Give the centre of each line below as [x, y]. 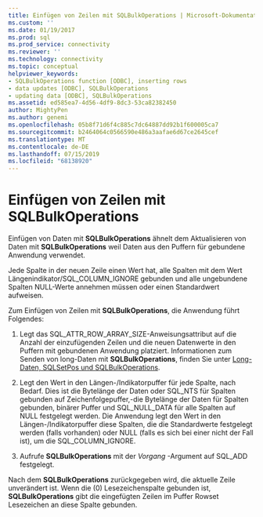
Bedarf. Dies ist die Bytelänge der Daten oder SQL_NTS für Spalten [128, 391]
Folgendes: [26, 319]
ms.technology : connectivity [56, 60]
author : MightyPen [38, 111]
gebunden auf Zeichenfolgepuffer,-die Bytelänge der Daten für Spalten [134, 399]
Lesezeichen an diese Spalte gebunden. [73, 505]
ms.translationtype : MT [47, 139]
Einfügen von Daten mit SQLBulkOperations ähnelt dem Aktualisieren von [127, 238]
